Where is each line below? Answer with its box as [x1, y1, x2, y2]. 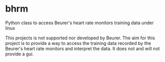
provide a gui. [5, 51, 34, 57]
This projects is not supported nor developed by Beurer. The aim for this [5, 35, 155, 41]
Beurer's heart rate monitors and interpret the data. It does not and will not [5, 45, 160, 51]
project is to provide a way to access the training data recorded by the [5, 40, 151, 46]
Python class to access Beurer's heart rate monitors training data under [5, 20, 154, 26]
